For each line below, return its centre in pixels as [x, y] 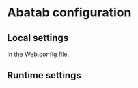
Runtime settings [44, 75]
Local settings [38, 38]
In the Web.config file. [38, 54]
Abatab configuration [69, 13]
